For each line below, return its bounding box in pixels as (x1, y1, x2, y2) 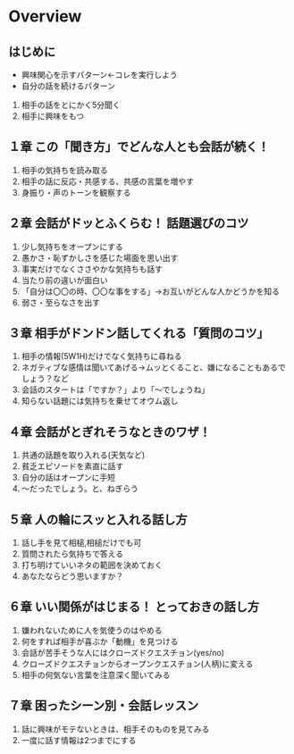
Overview (8, 6, 82, 27)
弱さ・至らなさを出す (21, 297, 100, 307)
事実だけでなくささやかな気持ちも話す (21, 264, 163, 274)
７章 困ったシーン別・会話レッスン (8, 699, 198, 714)
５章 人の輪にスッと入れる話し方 (8, 512, 188, 527)
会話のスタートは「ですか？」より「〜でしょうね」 (21, 384, 210, 395)
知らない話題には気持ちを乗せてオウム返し (21, 396, 179, 406)
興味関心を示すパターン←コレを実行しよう (21, 70, 178, 80)
